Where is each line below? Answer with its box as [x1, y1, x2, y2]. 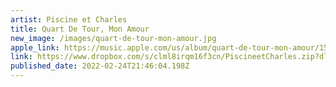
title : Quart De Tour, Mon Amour [10, 24, 150, 34]
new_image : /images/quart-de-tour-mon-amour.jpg [10, 33, 217, 43]
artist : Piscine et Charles [10, 14, 128, 25]
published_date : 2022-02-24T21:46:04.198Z [10, 61, 190, 71]
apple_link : [10, 42, 60, 53]
